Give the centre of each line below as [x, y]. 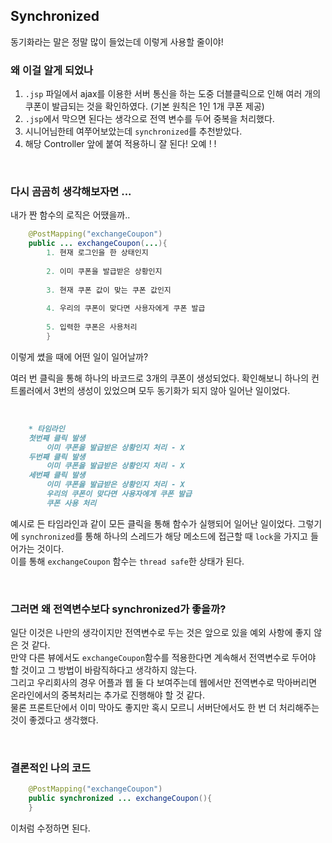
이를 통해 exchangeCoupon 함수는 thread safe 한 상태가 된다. [127, 561]
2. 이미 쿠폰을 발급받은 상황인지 [104, 271]
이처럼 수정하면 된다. [50, 828]
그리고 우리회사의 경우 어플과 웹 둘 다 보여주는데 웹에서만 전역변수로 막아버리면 [164, 683]
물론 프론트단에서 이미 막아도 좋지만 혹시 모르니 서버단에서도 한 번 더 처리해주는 [165, 708]
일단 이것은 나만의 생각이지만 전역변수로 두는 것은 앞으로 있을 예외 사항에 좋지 [161, 633]
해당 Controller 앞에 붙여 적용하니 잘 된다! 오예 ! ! [120, 144]
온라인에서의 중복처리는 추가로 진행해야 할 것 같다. [108, 695]
